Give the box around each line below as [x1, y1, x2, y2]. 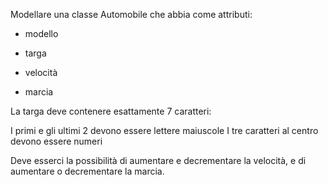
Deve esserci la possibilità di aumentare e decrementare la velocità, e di [10, 155, 307, 166]
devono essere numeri [10, 135, 103, 147]
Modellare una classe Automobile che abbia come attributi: [10, 9, 253, 20]
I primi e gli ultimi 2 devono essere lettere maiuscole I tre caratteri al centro [10, 125, 319, 136]
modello [24, 28, 59, 39]
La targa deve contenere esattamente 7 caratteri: [10, 105, 212, 117]
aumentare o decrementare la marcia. [10, 165, 165, 177]
